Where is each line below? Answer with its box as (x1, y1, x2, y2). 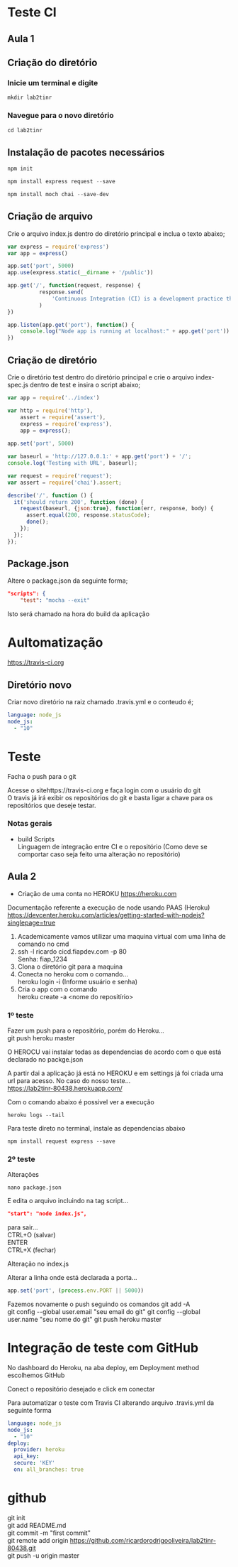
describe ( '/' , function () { (7, 492, 93, 499)
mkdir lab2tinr (7, 94, 52, 102)
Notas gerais (7, 819, 52, 829)
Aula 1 (7, 33, 35, 45)
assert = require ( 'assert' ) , (20, 414, 106, 421)
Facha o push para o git (7, 772, 76, 780)
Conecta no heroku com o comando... (17, 969, 129, 978)
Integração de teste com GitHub (7, 1340, 199, 1356)
